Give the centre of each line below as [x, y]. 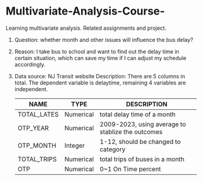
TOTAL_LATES [38, 114]
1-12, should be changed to [140, 142]
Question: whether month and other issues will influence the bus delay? [104, 39]
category [112, 149]
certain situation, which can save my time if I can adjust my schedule [100, 58]
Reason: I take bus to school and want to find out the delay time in [97, 51]
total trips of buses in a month [142, 159]
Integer [75, 145]
